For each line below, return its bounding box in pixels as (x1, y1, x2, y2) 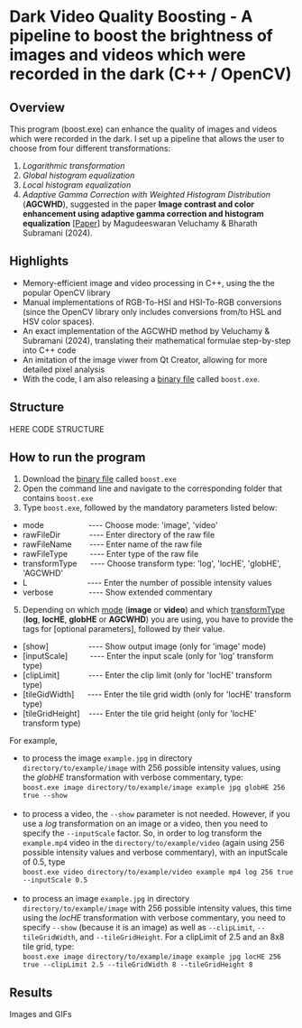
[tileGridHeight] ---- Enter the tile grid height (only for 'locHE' (22, 708, 257, 719)
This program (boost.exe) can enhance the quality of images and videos (9, 124, 278, 134)
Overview (9, 99, 66, 115)
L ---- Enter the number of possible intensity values (22, 578, 272, 588)
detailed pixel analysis (22, 364, 105, 375)
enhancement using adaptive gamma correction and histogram (22, 208, 264, 218)
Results (9, 985, 53, 1000)
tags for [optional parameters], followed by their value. (22, 624, 225, 634)
